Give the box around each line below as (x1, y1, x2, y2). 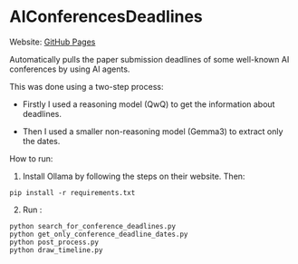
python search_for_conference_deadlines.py (9, 221, 177, 230)
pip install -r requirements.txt (9, 188, 136, 197)
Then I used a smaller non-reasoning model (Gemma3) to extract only (22, 125, 284, 137)
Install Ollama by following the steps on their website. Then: (22, 171, 245, 181)
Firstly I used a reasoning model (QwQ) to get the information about (22, 98, 275, 110)
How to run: (9, 152, 53, 164)
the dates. (22, 135, 61, 146)
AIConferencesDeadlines (9, 6, 204, 27)
